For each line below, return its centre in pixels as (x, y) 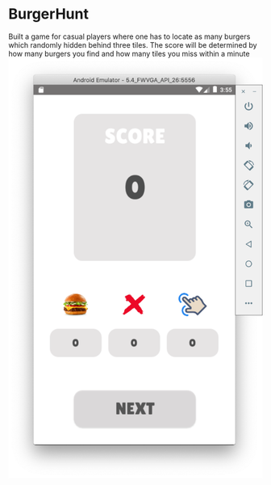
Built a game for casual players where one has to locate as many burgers (129, 36)
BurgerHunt (48, 14)
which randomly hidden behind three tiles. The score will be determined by (133, 44)
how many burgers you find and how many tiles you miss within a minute (129, 53)
